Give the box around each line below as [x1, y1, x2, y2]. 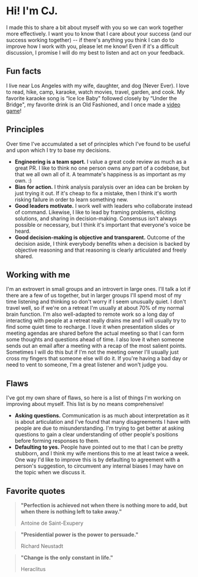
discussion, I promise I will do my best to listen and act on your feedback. [6, 49, 185, 56]
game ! [6, 107, 22, 114]
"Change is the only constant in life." [20, 554, 113, 561]
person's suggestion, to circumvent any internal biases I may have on [14, 462, 184, 470]
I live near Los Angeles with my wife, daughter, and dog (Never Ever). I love [6, 82, 189, 89]
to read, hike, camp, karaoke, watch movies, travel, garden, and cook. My [6, 88, 185, 96]
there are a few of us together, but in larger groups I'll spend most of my [6, 292, 182, 299]
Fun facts [6, 66, 41, 77]
